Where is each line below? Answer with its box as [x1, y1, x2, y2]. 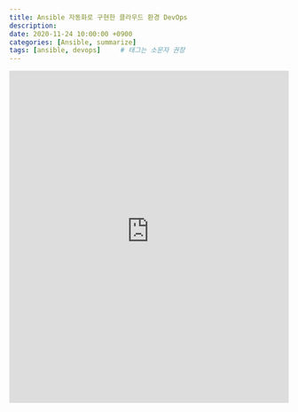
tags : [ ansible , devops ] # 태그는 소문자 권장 [9, 46, 185, 55]
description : [9, 21, 58, 30]
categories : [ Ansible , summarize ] [9, 37, 137, 47]
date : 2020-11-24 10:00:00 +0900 [9, 29, 133, 38]
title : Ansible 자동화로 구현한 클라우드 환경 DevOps [9, 12, 188, 22]
